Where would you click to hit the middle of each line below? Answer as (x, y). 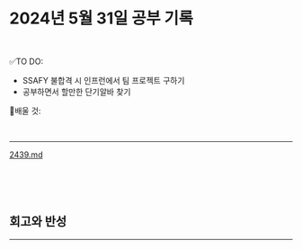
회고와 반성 (38, 222)
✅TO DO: (26, 61)
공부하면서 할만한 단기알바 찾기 (76, 92)
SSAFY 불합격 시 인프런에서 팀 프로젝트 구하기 (103, 80)
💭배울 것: (25, 111)
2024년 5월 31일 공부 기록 (102, 18)
